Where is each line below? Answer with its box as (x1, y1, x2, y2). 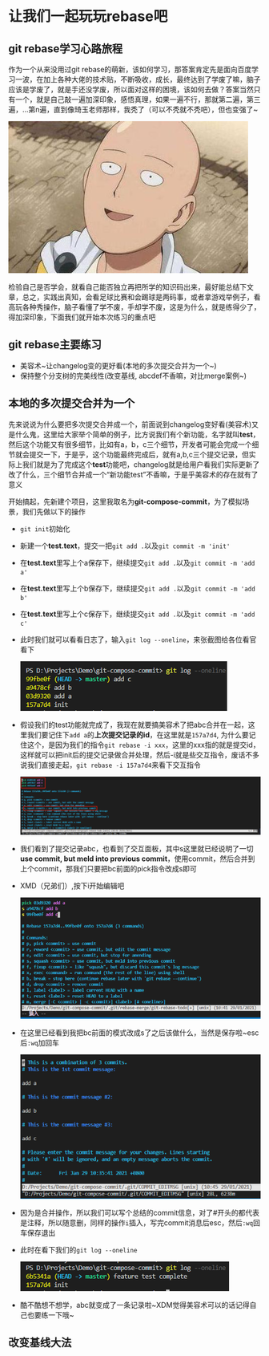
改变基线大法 (8, 1336, 72, 1350)
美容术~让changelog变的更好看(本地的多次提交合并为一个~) (19, 360, 218, 370)
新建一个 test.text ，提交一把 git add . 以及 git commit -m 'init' (19, 541, 231, 550)
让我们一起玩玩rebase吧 (8, 7, 168, 26)
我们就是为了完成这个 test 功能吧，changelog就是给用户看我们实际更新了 (22, 459, 260, 469)
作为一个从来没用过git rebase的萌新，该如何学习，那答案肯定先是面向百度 (8, 65, 252, 74)
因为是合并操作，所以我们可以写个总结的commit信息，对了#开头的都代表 (19, 1208, 260, 1218)
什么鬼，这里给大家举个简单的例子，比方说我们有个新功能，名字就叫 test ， (14, 429, 260, 439)
